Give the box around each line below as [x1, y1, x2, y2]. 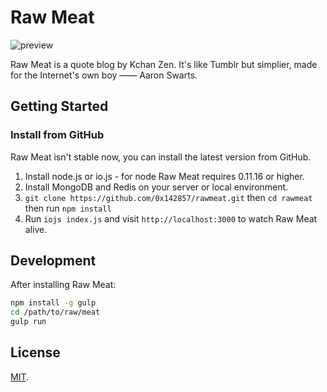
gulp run [10, 317, 47, 327]
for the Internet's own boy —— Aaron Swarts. [10, 69, 198, 81]
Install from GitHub [10, 128, 105, 142]
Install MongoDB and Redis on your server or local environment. [24, 181, 289, 193]
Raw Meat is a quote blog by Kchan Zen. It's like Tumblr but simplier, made [10, 58, 318, 70]
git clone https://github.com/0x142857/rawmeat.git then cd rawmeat [24, 191, 313, 203]
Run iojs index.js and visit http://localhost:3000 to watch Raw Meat [24, 212, 318, 225]
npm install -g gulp [10, 298, 97, 308]
